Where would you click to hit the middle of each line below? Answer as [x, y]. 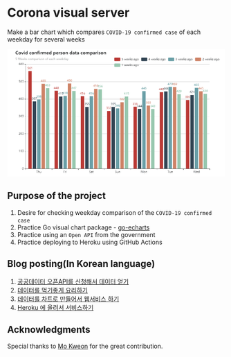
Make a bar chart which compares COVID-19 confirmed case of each [104, 32]
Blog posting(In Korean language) [81, 264]
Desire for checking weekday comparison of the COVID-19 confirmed [114, 212]
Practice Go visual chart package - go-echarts [83, 227]
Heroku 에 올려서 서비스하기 [55, 307]
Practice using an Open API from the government [86, 234]
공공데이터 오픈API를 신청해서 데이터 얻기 [73, 281]
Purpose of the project [56, 196]
